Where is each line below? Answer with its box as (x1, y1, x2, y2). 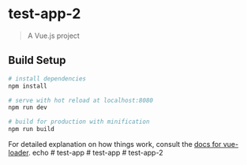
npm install (8, 82, 47, 90)
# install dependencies (8, 74, 87, 83)
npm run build (8, 126, 55, 133)
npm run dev (8, 103, 47, 111)
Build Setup (8, 54, 66, 67)
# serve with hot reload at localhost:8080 (8, 96, 154, 104)
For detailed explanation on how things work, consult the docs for (8, 140, 222, 148)
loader (8, 148, 29, 157)
